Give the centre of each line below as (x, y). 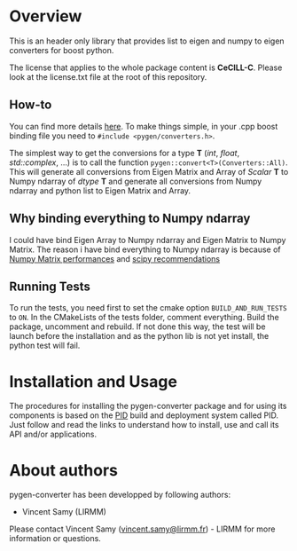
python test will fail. (45, 346)
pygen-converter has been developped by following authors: (120, 495)
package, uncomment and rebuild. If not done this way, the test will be (137, 327)
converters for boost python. (62, 50)
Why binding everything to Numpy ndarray (130, 219)
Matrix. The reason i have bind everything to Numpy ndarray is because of (145, 249)
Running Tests (50, 286)
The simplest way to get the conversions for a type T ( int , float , (125, 153)
